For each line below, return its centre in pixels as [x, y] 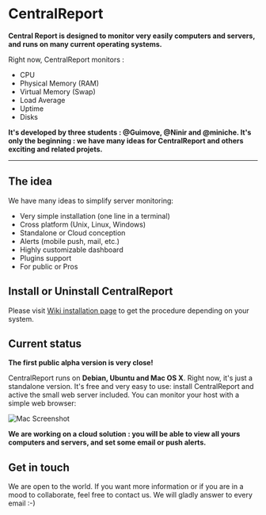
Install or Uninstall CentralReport [91, 291]
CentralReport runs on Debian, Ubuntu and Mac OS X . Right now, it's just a [131, 378]
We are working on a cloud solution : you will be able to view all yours [124, 434]
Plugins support [46, 257]
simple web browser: [42, 403]
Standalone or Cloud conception [72, 233]
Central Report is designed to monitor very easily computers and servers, [132, 36]
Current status [45, 343]
